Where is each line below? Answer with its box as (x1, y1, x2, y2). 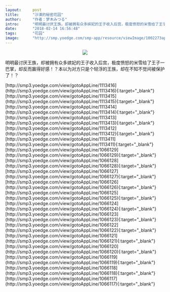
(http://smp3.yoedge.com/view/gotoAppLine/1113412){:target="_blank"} (5, 130, 155, 136)
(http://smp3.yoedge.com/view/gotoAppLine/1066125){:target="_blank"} (5, 195, 156, 201)
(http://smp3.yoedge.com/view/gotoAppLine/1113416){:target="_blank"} (5, 87, 155, 93)
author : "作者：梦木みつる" (5, 17, 67, 22)
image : (5, 36, 19, 41)
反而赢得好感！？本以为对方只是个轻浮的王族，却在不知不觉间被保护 (22, 66, 165, 72)
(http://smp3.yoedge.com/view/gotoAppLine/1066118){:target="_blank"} (5, 270, 156, 276)
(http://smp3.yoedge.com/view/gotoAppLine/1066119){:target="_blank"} (5, 259, 156, 265)
